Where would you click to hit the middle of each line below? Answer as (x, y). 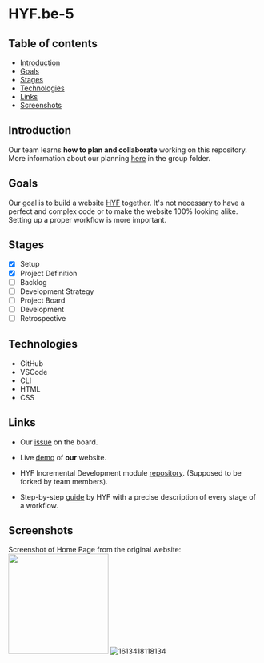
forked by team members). (64, 481)
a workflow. (39, 505)
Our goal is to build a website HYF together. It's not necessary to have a (127, 203)
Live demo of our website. (63, 457)
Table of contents (53, 44)
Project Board (42, 300)
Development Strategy (57, 291)
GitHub (32, 363)
